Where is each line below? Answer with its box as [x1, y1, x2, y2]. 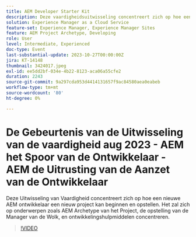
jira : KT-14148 [6, 57, 43, 63]
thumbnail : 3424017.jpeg [6, 62, 66, 69]
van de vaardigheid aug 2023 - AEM [6, 138, 184, 151]
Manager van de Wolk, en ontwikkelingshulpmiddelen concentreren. [6, 213, 170, 220]
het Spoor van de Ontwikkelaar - [6, 150, 166, 163]
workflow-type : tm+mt [6, 85, 59, 90]
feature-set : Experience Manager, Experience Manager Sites [6, 25, 156, 31]
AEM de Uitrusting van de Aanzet [6, 163, 170, 176]
